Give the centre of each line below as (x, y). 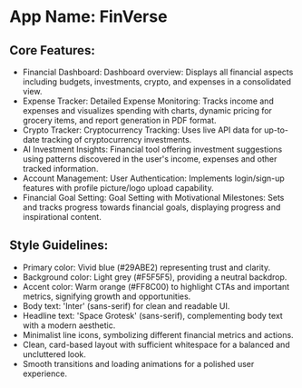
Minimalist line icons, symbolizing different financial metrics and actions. (158, 334)
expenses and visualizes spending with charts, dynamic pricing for (147, 110)
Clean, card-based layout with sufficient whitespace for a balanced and (156, 344)
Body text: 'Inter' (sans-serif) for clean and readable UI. (126, 305)
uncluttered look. (54, 354)
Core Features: (52, 50)
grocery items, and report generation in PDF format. (119, 120)
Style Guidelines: (59, 246)
